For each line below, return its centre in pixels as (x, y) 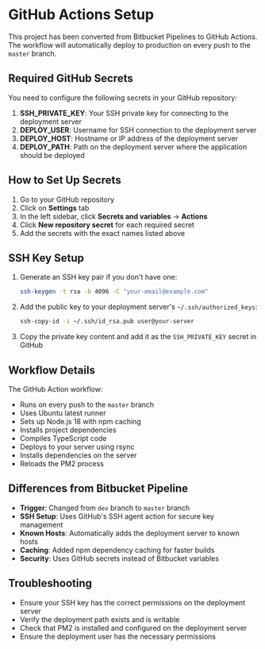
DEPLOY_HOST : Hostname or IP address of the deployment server (129, 138)
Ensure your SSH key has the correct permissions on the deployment (132, 602)
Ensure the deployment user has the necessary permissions (118, 636)
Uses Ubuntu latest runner (63, 413)
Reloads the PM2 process (62, 463)
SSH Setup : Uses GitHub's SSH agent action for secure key (117, 516)
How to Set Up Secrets (65, 180)
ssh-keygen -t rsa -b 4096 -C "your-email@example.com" (114, 292)
